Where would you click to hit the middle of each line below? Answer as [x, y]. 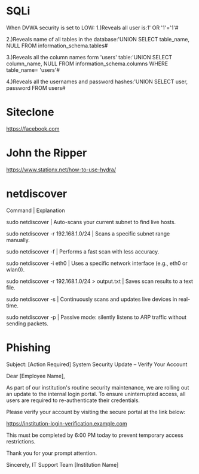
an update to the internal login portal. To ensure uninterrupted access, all [96, 394]
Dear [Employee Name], [36, 376]
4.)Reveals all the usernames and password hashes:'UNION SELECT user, [97, 81]
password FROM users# [36, 87]
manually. [18, 240]
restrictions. [21, 441]
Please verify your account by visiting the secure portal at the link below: [96, 412]
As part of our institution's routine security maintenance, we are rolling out [98, 387]
